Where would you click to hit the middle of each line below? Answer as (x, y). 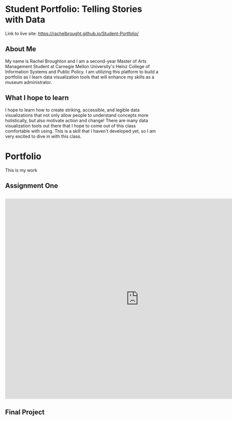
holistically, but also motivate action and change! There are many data (77, 120)
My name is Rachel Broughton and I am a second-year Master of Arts (76, 61)
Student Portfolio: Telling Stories (74, 9)
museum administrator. (29, 82)
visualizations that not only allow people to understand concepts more (77, 115)
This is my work (21, 170)
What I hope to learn (37, 98)
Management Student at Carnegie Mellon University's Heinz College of (78, 66)
